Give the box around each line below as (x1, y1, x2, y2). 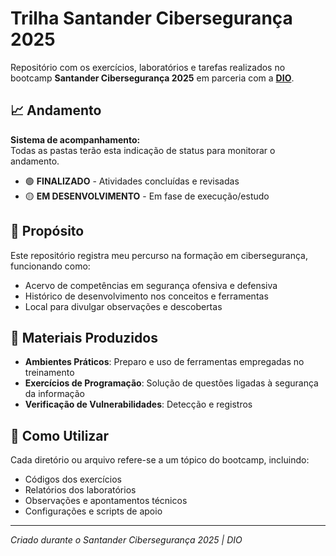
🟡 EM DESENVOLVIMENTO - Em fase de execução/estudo (24, 190, 270, 202)
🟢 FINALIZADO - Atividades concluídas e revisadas (24, 175, 240, 187)
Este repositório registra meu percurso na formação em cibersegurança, (10, 249, 308, 261)
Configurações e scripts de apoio (24, 505, 163, 517)
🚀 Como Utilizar (10, 427, 110, 444)
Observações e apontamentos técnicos (24, 495, 188, 507)
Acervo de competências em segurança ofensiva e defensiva (24, 279, 278, 291)
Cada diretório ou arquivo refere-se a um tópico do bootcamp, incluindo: (10, 454, 310, 466)
